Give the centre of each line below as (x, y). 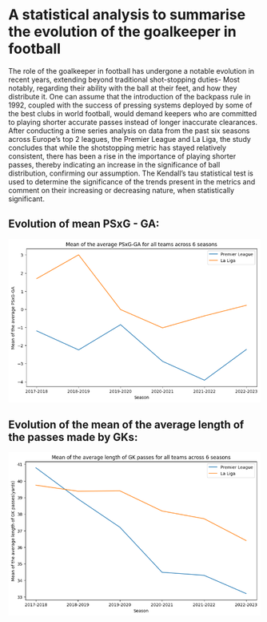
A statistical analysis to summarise (127, 15)
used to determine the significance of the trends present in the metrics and (132, 181)
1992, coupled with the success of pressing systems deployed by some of (131, 105)
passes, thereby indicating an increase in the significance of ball (114, 164)
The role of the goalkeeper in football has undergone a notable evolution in (131, 71)
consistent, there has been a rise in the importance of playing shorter (122, 156)
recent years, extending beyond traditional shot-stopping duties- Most (124, 79)
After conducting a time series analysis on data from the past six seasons (129, 131)
